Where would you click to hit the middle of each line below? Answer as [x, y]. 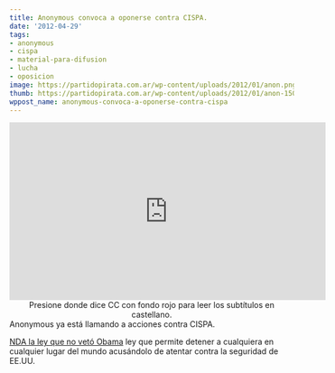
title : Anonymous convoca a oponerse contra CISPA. [108, 18]
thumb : [22, 93]
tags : [19, 34]
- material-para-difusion [58, 60]
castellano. [152, 315]
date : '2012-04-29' [46, 26]
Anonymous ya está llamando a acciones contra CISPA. [112, 324]
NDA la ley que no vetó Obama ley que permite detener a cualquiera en [142, 342]
